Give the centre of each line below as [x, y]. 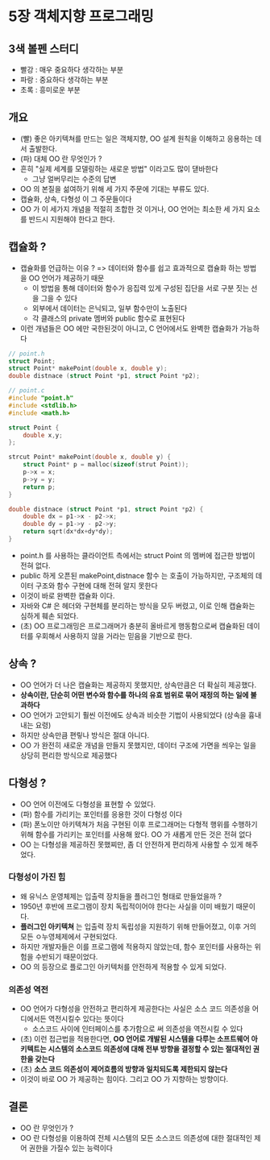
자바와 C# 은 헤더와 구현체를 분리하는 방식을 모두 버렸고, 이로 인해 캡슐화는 [137, 606]
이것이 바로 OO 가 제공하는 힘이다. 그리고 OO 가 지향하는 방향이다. [124, 1079]
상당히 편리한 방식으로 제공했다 [69, 755]
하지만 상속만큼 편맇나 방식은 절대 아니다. [85, 735]
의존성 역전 [29, 989]
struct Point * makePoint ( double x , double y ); [88, 369]
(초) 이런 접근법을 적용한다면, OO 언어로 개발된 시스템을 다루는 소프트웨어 [135, 1039]
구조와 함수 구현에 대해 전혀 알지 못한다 [97, 586]
